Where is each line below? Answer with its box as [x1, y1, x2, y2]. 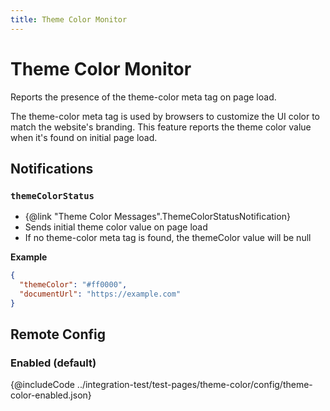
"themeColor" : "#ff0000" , [19, 280, 128, 290]
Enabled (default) [10, 356, 97, 370]
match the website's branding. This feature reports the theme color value [10, 121, 312, 133]
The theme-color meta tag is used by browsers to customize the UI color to [10, 110, 320, 122]
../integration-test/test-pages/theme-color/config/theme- [76, 379, 313, 391]
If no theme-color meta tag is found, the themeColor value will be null [24, 232, 312, 244]
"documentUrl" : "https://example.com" [19, 289, 182, 299]
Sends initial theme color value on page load [24, 221, 208, 233]
